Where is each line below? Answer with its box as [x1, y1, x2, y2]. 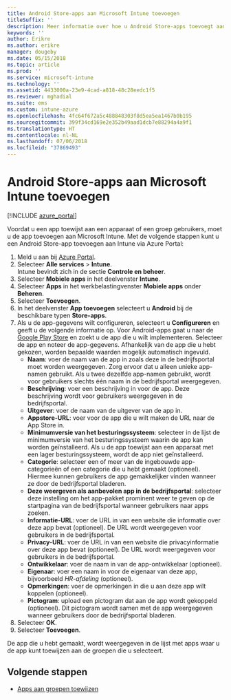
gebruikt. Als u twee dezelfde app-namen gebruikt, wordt [48, 370, 211, 378]
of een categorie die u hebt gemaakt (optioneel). [63, 465, 201, 473]
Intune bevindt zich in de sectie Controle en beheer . [16, 267, 166, 275]
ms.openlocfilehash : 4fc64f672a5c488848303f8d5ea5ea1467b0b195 [7, 112, 192, 119]
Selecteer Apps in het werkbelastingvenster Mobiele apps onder [16, 282, 201, 290]
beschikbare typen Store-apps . [16, 311, 107, 319]
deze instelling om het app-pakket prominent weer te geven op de [27, 494, 214, 502]
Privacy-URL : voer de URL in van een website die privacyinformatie [27, 538, 219, 546]
